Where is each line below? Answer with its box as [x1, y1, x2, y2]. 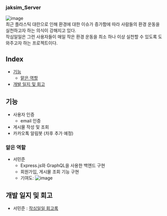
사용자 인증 [12, 111, 35, 117]
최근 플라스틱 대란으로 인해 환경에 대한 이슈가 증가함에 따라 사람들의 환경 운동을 [5, 21, 160, 27]
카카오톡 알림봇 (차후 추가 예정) [12, 130, 74, 136]
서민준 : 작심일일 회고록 [12, 205, 59, 211]
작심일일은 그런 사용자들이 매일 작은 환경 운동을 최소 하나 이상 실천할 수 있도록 [5, 34, 158, 40]
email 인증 [20, 117, 41, 123]
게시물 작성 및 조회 [12, 124, 49, 130]
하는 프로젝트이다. [22, 40, 58, 46]
